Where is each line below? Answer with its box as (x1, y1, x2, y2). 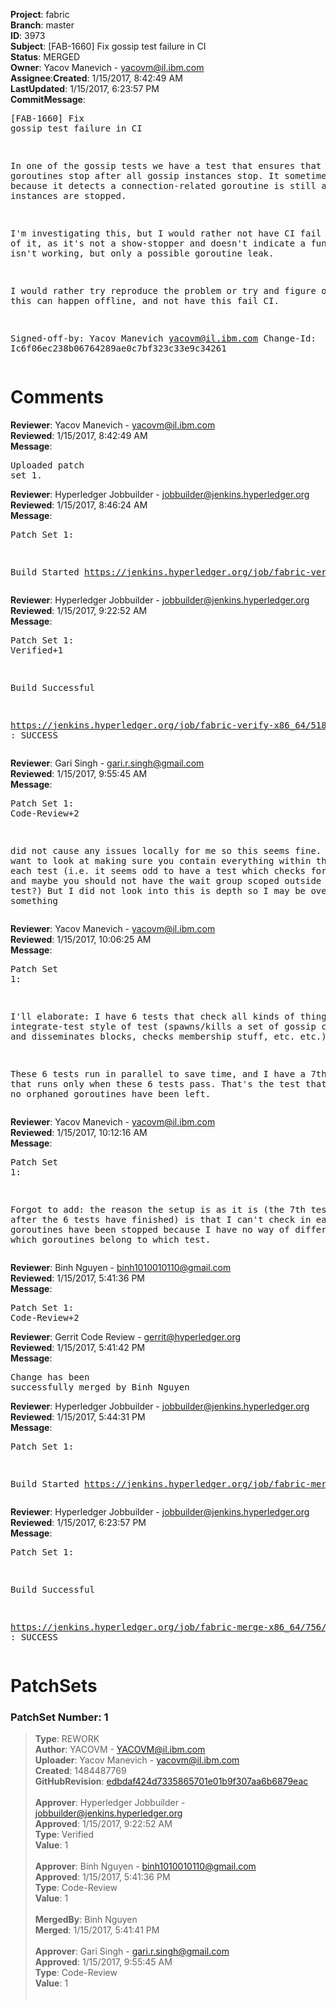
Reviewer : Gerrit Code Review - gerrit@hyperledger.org (10, 1330, 242, 1343)
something (10, 895, 58, 906)
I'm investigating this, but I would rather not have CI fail (10, 228, 322, 239)
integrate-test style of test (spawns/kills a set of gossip (10, 1020, 317, 1032)
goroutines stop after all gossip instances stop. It (10, 170, 280, 181)
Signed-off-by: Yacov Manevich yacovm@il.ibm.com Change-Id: (10, 333, 317, 344)
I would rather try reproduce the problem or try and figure (10, 285, 317, 296)
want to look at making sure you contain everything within (10, 855, 312, 866)
